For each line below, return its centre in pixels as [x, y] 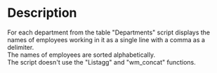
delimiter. [21, 47]
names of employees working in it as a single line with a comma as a [106, 39]
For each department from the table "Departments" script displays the [109, 32]
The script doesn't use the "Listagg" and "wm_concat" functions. [102, 62]
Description [42, 13]
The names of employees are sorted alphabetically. [81, 55]
